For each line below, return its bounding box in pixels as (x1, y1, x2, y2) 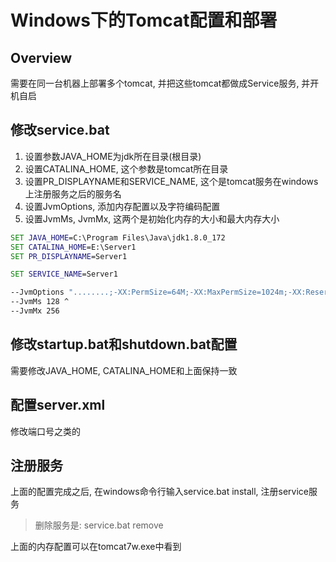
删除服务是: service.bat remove (34, 519, 164, 531)
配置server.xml (10, 397, 106, 414)
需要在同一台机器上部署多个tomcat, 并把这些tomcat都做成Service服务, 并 (10, 77, 311, 89)
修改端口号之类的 (10, 425, 81, 437)
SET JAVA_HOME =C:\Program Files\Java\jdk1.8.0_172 (10, 232, 226, 243)
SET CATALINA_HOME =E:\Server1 (10, 242, 137, 252)
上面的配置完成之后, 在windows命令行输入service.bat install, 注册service (10, 486, 310, 498)
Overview (10, 49, 73, 66)
